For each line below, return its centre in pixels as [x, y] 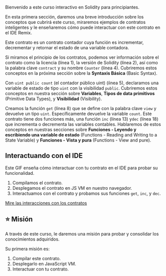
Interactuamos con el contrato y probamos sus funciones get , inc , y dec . [86, 193]
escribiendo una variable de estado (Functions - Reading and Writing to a [81, 135]
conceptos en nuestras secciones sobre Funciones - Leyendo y [71, 130]
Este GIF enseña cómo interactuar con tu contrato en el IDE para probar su [82, 168]
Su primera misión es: [27, 249]
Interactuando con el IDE [44, 156]
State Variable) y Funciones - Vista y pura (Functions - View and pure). [78, 140]
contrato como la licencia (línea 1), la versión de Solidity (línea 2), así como [82, 63]
